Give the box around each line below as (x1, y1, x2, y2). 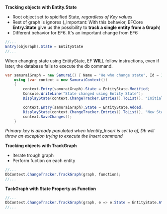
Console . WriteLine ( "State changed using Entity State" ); (23, 91, 143, 96)
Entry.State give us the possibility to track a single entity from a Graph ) (12, 24, 161, 30)
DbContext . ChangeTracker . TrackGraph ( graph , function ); (5, 172, 121, 177)
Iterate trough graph (12, 152, 54, 159)
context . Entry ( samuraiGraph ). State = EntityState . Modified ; (23, 87, 150, 92)
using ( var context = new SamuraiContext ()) (14, 77, 108, 82)
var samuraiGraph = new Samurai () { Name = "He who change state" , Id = (5, 72, 159, 78)
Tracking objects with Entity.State (5, 4, 77, 10)
